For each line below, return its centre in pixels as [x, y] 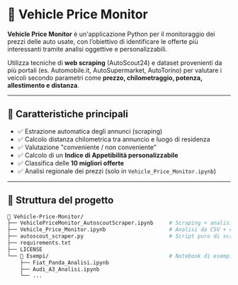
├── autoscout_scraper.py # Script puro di [114, 236]
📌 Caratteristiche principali [68, 114]
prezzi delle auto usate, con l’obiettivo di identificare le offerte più [103, 41]
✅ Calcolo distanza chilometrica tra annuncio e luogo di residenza [114, 139]
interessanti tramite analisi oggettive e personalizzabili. [87, 49]
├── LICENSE [25, 249]
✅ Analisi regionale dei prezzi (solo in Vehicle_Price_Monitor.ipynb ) [117, 171]
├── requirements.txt [39, 243]
